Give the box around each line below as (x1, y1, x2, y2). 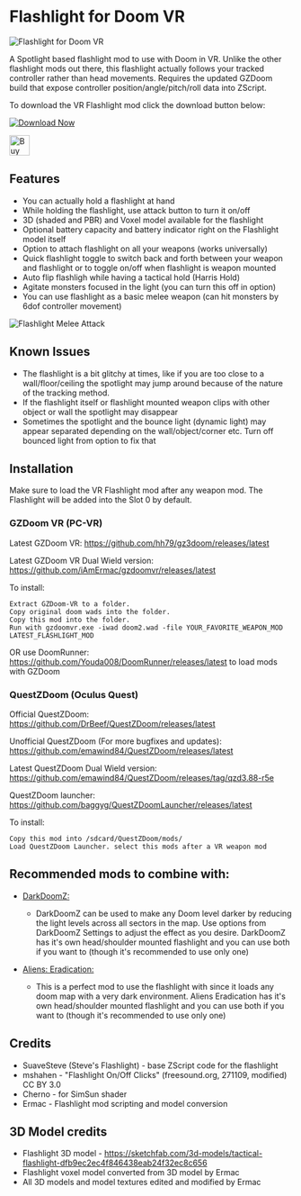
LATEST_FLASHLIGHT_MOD (9, 630, 94, 640)
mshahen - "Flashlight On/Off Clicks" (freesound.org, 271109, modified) (22, 1069, 288, 1080)
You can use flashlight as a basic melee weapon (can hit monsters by (22, 291, 279, 302)
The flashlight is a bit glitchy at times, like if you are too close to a (22, 367, 265, 379)
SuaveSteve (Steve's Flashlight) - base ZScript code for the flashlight (22, 1060, 279, 1071)
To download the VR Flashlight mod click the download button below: (9, 99, 266, 110)
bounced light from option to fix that (22, 435, 156, 446)
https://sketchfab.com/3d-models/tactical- (103, 1148, 263, 1159)
